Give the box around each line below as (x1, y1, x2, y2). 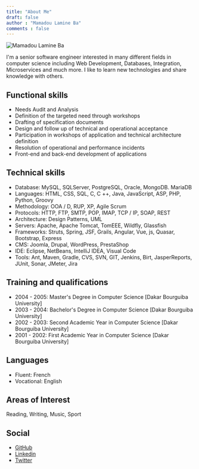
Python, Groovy (14, 196, 54, 204)
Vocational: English (14, 377, 62, 385)
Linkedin (14, 450, 36, 458)
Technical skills (6, 168, 66, 178)
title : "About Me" (6, 8, 52, 15)
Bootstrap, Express (14, 234, 62, 241)
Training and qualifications (6, 277, 109, 288)
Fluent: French (14, 371, 51, 378)
